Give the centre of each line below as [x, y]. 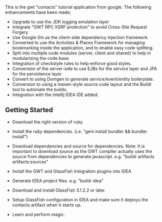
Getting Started [29, 110]
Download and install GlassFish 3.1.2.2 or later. [59, 190]
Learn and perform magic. [38, 214]
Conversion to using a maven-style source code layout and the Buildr [82, 84]
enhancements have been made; [38, 12]
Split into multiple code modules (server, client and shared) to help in [81, 53]
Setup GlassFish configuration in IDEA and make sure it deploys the [80, 199]
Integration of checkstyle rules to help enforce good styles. [72, 63]
